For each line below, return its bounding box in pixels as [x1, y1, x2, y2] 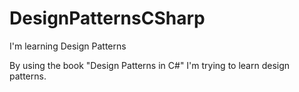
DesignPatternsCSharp [9, 7, 206, 30]
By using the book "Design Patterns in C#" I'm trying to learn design [9, 59, 291, 71]
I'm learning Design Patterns [9, 40, 127, 52]
